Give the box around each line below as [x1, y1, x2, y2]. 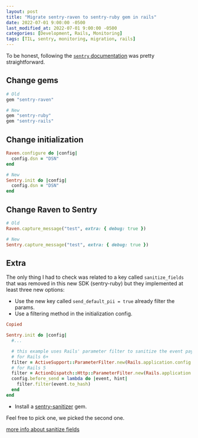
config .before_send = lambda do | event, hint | [11, 376, 128, 382]
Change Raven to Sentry [6, 205, 97, 215]
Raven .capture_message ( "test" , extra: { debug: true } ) [6, 225, 146, 232]
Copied [6, 322, 22, 328]
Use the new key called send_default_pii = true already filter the [14, 298, 175, 305]
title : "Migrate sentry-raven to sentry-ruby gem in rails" [6, 14, 157, 20]
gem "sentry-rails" [6, 118, 54, 124]
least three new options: [6, 286, 65, 294]
